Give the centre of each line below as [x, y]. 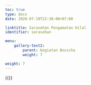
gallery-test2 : [29, 46]
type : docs [16, 14]
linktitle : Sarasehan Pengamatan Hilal [46, 28]
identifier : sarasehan [28, 32]
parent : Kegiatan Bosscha [49, 50]
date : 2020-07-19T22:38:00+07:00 [39, 19]
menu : [11, 41]
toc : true [15, 10]
